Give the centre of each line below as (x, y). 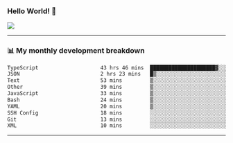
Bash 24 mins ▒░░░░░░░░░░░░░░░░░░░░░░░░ (118, 100)
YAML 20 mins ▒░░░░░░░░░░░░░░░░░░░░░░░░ (118, 106)
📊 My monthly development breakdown (76, 51)
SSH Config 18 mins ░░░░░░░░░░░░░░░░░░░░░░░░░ (118, 113)
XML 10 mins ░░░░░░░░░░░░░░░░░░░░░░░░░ (118, 126)
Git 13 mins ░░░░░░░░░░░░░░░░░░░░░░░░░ (118, 119)
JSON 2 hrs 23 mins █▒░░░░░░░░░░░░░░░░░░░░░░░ (118, 74)
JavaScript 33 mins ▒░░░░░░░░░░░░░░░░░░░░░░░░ (118, 94)
